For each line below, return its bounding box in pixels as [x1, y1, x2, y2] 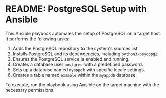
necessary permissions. [5, 87, 55, 93]
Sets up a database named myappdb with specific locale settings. [12, 66, 145, 73]
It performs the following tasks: [5, 36, 70, 42]
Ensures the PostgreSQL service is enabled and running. [12, 56, 130, 62]
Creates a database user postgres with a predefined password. [12, 61, 143, 67]
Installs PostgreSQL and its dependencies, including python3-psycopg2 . [12, 51, 159, 57]
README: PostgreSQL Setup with [5, 3, 147, 15]
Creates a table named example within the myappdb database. [12, 72, 137, 78]
